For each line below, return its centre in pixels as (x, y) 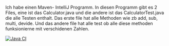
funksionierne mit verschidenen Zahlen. (47, 29)
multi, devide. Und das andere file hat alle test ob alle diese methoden (79, 23)
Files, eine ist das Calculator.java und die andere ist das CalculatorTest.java (85, 13)
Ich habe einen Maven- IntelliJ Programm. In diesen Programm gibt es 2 (81, 7)
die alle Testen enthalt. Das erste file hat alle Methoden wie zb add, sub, (81, 18)
